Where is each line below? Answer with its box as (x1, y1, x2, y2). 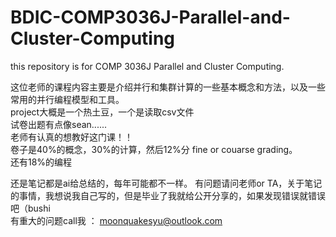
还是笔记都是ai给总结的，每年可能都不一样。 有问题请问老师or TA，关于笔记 (10, 177, 323, 189)
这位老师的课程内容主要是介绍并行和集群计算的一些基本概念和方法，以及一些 (10, 81, 326, 93)
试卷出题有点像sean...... (10, 118, 108, 130)
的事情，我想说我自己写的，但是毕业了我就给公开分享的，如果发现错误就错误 (10, 189, 326, 201)
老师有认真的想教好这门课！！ (10, 131, 133, 143)
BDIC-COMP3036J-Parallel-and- (10, 6, 291, 29)
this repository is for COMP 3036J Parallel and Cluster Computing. (10, 60, 285, 72)
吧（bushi (10, 202, 51, 214)
